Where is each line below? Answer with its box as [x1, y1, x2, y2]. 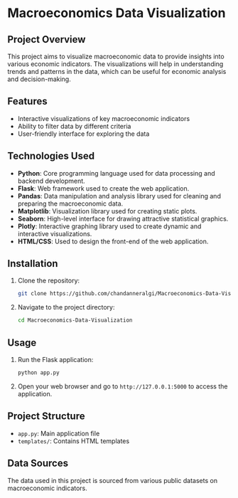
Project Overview [7, 33, 86, 46]
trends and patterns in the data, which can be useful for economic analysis [7, 68, 227, 75]
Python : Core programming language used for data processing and [17, 169, 215, 177]
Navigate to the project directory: [17, 303, 115, 312]
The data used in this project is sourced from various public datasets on [7, 476, 218, 484]
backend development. [17, 176, 85, 185]
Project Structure [7, 410, 85, 423]
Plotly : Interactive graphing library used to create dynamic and [17, 222, 202, 231]
